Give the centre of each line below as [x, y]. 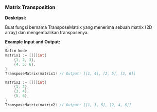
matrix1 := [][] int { [26, 56]
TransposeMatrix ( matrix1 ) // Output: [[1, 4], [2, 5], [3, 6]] [70, 74]
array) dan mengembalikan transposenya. [47, 33]
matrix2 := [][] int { [26, 82]
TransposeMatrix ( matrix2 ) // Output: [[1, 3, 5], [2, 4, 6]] [68, 105]
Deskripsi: [16, 18]
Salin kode [16, 51]
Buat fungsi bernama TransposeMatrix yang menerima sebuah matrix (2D [78, 27]
